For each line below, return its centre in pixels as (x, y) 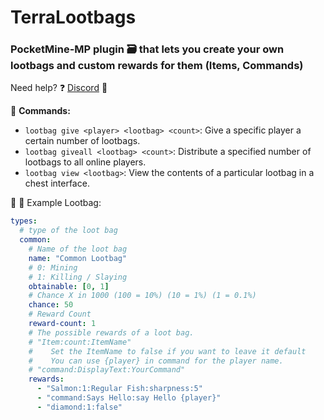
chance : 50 (51, 305)
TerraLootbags (73, 17)
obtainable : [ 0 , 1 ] (69, 286)
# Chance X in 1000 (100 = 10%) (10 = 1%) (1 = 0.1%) (142, 296)
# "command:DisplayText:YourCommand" (107, 370)
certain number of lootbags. (82, 141)
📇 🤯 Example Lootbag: (56, 203)
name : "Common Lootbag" (78, 258)
